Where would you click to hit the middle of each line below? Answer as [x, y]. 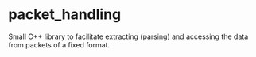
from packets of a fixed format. [59, 44]
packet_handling [65, 15]
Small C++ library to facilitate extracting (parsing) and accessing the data [128, 36]
